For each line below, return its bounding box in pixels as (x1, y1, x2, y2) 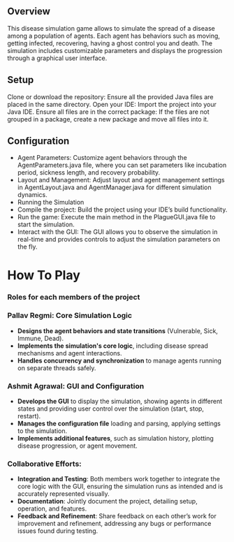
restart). (17, 412, 41, 420)
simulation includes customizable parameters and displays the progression (7, 46, 223, 54)
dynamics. (17, 191, 47, 199)
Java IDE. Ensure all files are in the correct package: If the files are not (7, 108, 210, 116)
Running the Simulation (17, 198, 85, 207)
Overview (7, 6, 51, 17)
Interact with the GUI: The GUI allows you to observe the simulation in (17, 228, 218, 236)
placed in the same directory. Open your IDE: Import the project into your (7, 100, 217, 108)
